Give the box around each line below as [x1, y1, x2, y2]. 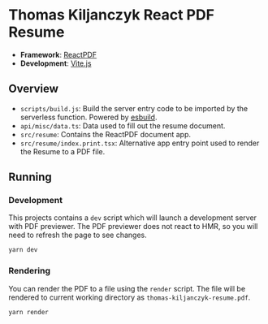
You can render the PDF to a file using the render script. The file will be [8, 283, 246, 293]
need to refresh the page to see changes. [8, 230, 148, 240]
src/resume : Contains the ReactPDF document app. [19, 129, 191, 139]
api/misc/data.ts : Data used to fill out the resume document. [19, 120, 226, 131]
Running [8, 171, 53, 184]
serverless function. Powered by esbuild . [19, 112, 158, 122]
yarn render [8, 308, 49, 316]
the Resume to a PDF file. [19, 146, 106, 156]
